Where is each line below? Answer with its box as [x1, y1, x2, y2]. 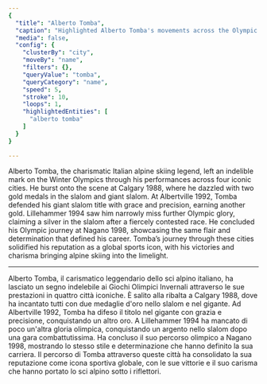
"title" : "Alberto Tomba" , [15, 19, 105, 27]
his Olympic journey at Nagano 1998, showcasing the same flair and [8, 225, 230, 235]
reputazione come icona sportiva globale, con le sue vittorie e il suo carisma [8, 358, 258, 367]
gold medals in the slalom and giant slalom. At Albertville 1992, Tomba [8, 192, 238, 201]
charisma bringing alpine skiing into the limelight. [8, 250, 168, 260]
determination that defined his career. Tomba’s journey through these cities [8, 234, 254, 243]
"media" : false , [15, 33, 69, 42]
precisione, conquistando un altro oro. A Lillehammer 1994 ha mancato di [8, 316, 248, 325]
